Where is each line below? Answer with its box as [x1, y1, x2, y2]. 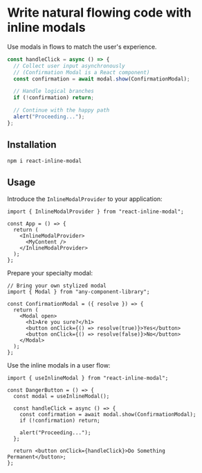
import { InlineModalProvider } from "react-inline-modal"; [7, 208, 185, 216]
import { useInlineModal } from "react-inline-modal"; [7, 375, 169, 382]
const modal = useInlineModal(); [13, 393, 110, 400]
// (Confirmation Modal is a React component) [13, 69, 150, 76]
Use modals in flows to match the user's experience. [7, 42, 157, 51]
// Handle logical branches [13, 88, 95, 95]
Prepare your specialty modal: [7, 269, 93, 277]
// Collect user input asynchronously [13, 62, 126, 69]
